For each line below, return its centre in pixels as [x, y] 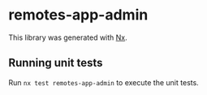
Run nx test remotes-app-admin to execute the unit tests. [103, 82]
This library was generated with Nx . [68, 37]
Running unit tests [56, 63]
